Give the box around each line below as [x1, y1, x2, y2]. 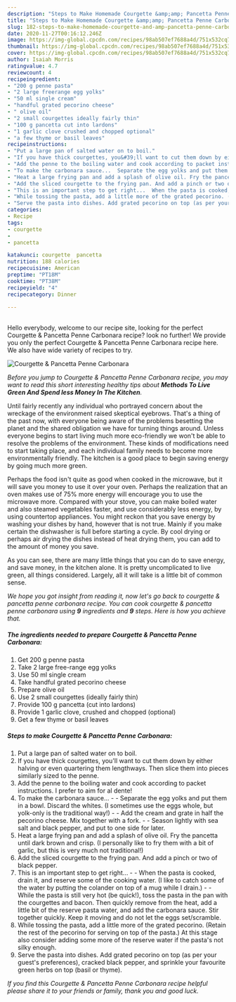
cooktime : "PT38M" [7, 278, 61, 285]
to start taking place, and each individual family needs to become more [7, 447, 213, 455]
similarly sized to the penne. [17, 772, 100, 780]
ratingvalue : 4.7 [7, 63, 58, 70]
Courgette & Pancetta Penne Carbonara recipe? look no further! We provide [7, 331, 226, 339]
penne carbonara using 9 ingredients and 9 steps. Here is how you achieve [7, 607, 226, 616]
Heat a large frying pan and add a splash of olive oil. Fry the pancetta [17, 831, 218, 840]
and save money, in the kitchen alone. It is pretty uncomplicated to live [7, 564, 211, 572]
